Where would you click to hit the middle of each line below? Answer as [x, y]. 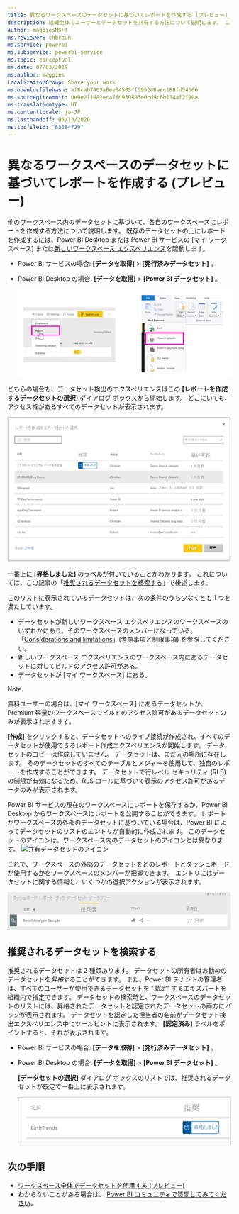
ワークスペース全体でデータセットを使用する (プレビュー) [101, 1185]
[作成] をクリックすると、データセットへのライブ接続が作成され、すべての [116, 737]
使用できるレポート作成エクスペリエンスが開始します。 [124, 745]
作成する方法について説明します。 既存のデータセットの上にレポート [126, 230]
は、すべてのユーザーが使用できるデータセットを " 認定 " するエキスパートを [117, 988]
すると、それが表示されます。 [69, 1032]
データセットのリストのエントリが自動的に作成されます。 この [110, 831]
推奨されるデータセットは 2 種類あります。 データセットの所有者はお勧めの [117, 970]
